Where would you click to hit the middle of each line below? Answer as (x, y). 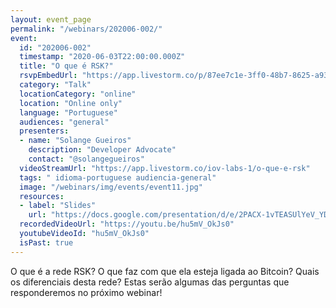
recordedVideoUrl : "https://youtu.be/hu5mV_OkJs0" (127, 224)
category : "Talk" (55, 85)
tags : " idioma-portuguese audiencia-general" (118, 177)
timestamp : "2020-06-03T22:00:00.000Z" (102, 57)
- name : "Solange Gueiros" (75, 141)
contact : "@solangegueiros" (86, 159)
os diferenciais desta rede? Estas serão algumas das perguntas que (150, 282)
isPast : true (46, 242)
